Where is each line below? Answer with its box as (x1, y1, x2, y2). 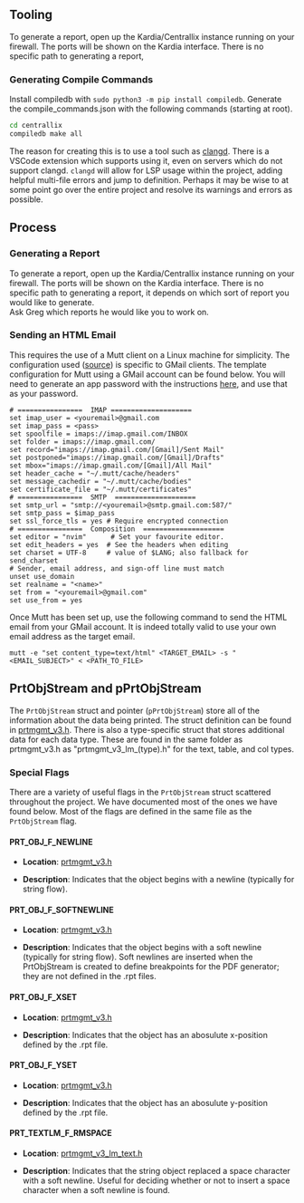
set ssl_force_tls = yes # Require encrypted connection (9, 516, 229, 525)
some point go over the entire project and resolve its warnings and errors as (9, 184, 293, 195)
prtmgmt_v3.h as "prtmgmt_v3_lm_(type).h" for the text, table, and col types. (9, 743, 295, 755)
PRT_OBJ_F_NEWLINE (9, 836, 93, 847)
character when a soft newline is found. (22, 1184, 170, 1195)
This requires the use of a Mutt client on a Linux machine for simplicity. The (9, 349, 290, 361)
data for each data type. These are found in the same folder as (9, 734, 243, 745)
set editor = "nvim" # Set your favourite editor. (9, 532, 224, 542)
